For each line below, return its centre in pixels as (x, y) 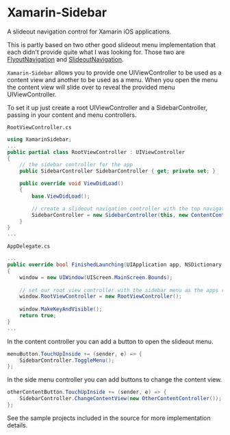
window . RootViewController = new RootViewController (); (101, 296)
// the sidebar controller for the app (76, 165)
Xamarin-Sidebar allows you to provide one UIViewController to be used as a (114, 72)
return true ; (38, 316)
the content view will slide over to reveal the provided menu (91, 87)
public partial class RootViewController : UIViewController (96, 152)
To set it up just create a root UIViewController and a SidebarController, (107, 107)
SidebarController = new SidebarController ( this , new (110, 215)
